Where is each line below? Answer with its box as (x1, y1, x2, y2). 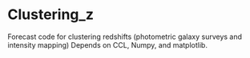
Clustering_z (7, 6, 94, 24)
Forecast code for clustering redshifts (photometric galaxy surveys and (7, 32, 242, 41)
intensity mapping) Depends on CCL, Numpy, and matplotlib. (7, 40, 208, 49)
